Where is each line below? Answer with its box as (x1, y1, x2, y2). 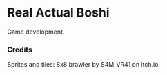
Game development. (7, 28, 65, 36)
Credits (7, 45, 32, 54)
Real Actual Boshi (7, 5, 110, 21)
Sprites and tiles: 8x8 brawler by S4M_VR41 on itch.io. (7, 61, 161, 69)
